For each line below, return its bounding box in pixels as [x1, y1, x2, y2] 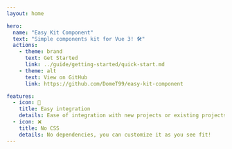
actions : [12, 42, 38, 49]
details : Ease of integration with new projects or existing [19, 112, 199, 119]
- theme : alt [19, 67, 57, 74]
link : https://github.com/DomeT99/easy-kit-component [24, 80, 184, 87]
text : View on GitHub [24, 74, 88, 81]
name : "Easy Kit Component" [12, 29, 94, 36]
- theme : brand [19, 48, 63, 55]
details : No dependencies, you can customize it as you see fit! [19, 131, 212, 138]
